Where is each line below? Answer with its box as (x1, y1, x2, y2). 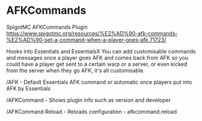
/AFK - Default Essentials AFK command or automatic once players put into (6, 78, 192, 86)
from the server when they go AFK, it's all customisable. (6, 66, 145, 74)
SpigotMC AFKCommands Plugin (6, 23, 88, 31)
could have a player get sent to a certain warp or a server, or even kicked (6, 60, 188, 68)
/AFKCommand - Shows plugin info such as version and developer (6, 96, 171, 104)
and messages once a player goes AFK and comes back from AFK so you (6, 54, 188, 61)
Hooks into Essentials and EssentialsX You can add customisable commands (6, 47, 196, 55)
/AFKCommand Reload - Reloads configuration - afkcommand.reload (6, 108, 177, 115)
